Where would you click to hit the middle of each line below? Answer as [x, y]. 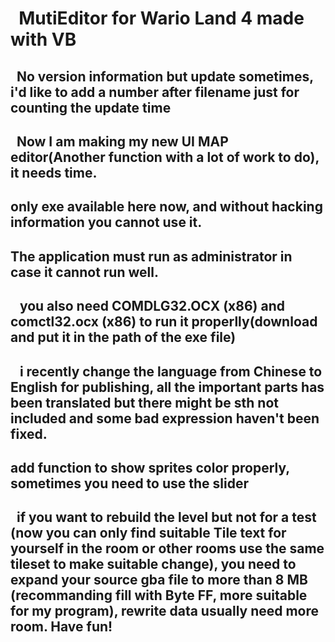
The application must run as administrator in [151, 256]
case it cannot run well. [84, 272]
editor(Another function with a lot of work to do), [165, 157]
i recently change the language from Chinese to [171, 371]
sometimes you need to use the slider [129, 483]
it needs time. [54, 172]
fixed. [29, 433]
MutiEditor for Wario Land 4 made [161, 18]
